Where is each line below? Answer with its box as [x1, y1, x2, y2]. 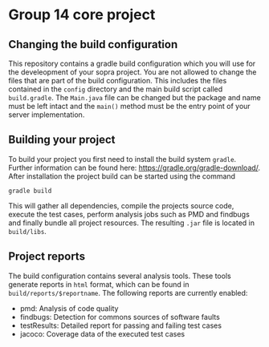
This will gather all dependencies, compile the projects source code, [8, 200, 234, 210]
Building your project [8, 133, 116, 147]
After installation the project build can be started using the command [8, 171, 235, 181]
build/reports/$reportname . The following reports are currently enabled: [8, 288, 248, 297]
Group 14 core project [8, 6, 156, 24]
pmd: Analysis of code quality [19, 303, 119, 313]
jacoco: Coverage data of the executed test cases [19, 329, 185, 338]
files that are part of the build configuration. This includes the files [8, 76, 227, 85]
